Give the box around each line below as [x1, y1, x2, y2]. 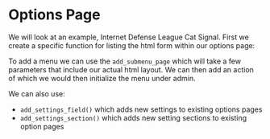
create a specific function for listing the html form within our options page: [8, 40, 255, 50]
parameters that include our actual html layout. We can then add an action [8, 64, 254, 74]
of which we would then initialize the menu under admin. [8, 73, 196, 83]
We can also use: [8, 88, 66, 98]
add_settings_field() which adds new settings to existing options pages [19, 104, 263, 114]
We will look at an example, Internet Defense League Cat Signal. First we [8, 32, 250, 42]
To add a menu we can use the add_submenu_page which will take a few [8, 56, 242, 66]
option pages [19, 121, 64, 131]
